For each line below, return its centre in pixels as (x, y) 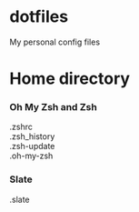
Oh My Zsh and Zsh (53, 107)
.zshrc (21, 127)
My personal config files (55, 42)
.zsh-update (32, 146)
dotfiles (39, 17)
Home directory (69, 79)
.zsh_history (32, 136)
